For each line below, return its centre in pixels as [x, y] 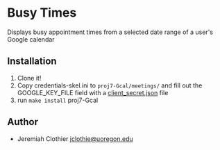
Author [23, 122]
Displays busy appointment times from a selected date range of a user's [110, 32]
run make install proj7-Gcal [58, 100]
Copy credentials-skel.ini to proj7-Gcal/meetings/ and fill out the [110, 85]
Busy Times [42, 13]
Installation [32, 61]
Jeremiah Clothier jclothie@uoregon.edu [75, 139]
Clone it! [29, 78]
